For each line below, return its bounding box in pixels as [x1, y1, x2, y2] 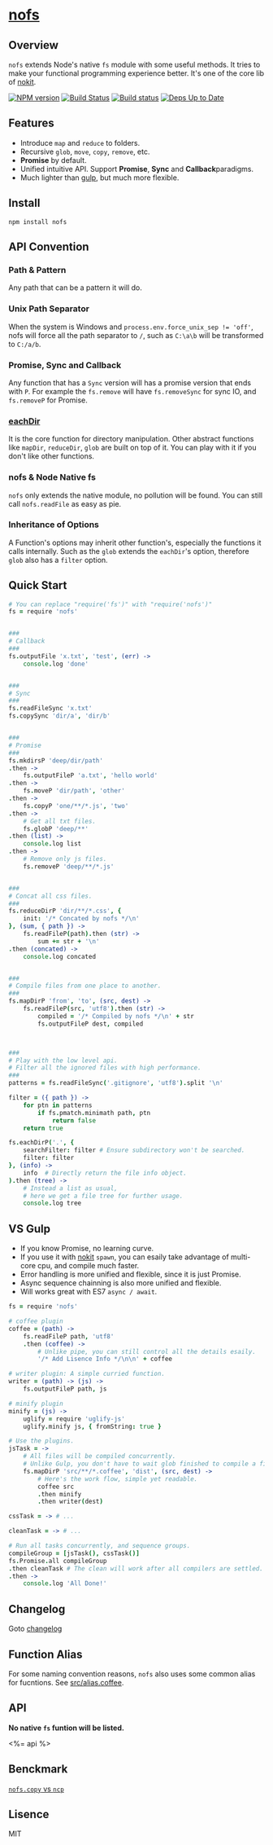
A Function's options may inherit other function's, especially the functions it [8, 538, 262, 547]
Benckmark [8, 1762, 68, 1777]
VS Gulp [8, 1222, 51, 1236]
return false [51, 1116, 96, 1125]
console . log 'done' [23, 660, 89, 668]
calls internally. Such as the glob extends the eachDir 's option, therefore [8, 546, 249, 556]
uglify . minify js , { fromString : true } [23, 1422, 162, 1430]
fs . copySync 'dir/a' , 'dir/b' [8, 712, 111, 720]
